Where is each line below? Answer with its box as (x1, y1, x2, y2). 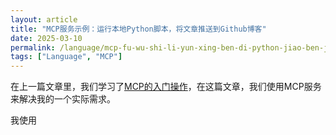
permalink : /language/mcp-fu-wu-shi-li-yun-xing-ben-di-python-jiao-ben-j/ (10, 42, 333, 53)
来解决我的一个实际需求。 (10, 93, 116, 105)
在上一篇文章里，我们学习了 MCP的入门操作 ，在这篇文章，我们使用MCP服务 (10, 81, 322, 93)
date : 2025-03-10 (10, 33, 83, 43)
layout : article (10, 14, 78, 25)
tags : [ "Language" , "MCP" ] (10, 52, 123, 62)
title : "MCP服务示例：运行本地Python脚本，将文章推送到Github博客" (10, 24, 267, 34)
